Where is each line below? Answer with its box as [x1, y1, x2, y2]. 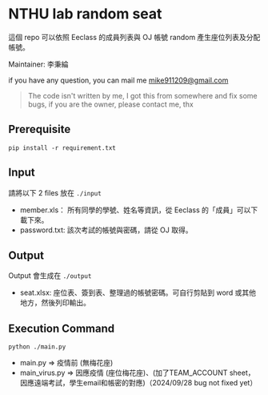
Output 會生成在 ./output [8, 271, 92, 280]
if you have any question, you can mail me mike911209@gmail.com [8, 75, 229, 85]
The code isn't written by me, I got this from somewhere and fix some [27, 91, 258, 100]
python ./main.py [8, 343, 66, 351]
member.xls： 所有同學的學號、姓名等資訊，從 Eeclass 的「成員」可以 [19, 205, 251, 215]
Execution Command [8, 321, 115, 335]
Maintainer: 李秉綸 [8, 59, 69, 69]
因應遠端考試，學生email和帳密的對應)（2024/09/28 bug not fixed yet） [19, 378, 258, 388]
